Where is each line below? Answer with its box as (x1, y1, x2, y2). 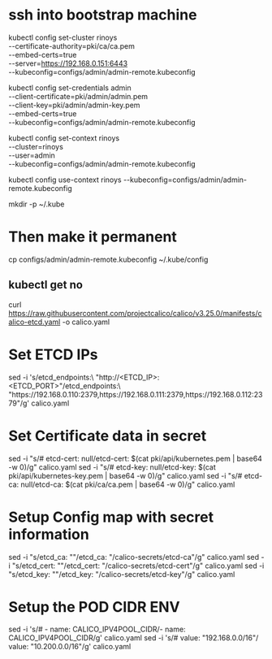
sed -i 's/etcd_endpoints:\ (8, 372, 94, 382)
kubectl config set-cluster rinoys (8, 33, 118, 42)
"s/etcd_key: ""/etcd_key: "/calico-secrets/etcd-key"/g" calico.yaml (8, 569, 235, 579)
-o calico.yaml (62, 317, 110, 327)
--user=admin (8, 150, 55, 160)
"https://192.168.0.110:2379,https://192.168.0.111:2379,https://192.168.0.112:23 (8, 389, 263, 399)
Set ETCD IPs (8, 345, 98, 363)
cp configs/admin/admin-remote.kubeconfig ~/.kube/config (8, 254, 209, 264)
